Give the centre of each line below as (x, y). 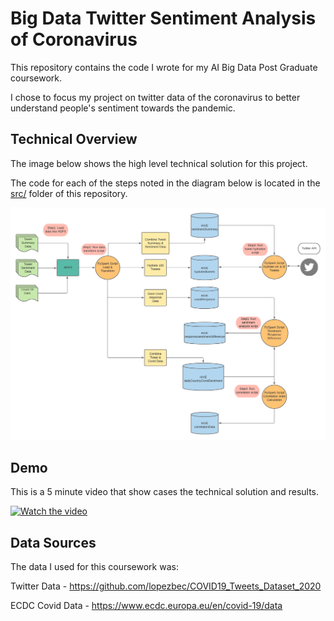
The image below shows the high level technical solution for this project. (159, 163)
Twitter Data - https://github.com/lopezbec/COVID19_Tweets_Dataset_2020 (166, 586)
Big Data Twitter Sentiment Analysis (163, 18)
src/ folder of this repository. (69, 193)
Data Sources (53, 542)
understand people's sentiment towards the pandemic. (123, 108)
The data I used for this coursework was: (94, 566)
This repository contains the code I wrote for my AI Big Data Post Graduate (164, 67)
